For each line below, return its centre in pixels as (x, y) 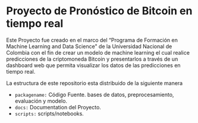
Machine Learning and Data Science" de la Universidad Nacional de (89, 46)
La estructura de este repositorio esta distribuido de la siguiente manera (95, 83)
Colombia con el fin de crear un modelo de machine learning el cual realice (98, 52)
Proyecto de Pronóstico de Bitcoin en (99, 11)
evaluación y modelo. (41, 101)
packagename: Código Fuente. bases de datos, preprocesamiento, (94, 94)
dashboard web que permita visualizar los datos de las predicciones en (93, 65)
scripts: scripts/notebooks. (49, 113)
